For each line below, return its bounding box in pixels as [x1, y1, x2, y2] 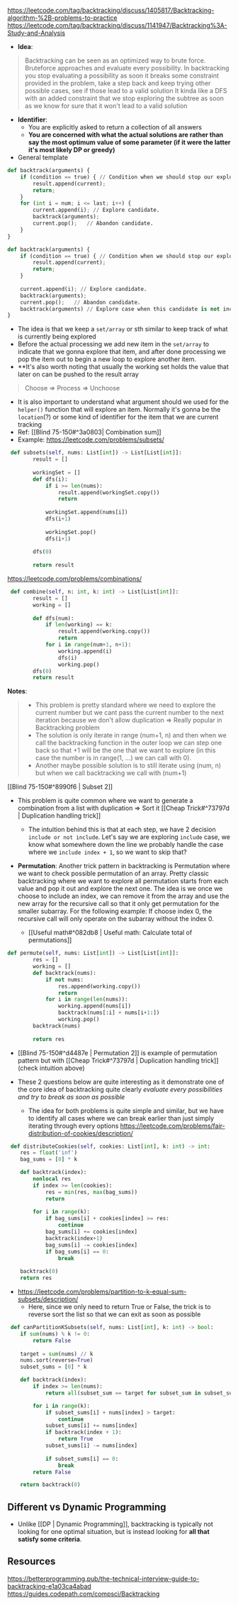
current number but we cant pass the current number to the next [35, 708, 225, 717]
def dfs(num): [33, 614, 74, 622]
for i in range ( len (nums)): [45, 996, 129, 1003]
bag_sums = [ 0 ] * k [20, 1156, 78, 1163]
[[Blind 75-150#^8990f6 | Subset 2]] [7, 782, 113, 791]
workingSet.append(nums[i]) [45, 508, 129, 516]
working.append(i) [57, 647, 113, 655]
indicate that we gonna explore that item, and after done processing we [17, 348, 227, 356]
